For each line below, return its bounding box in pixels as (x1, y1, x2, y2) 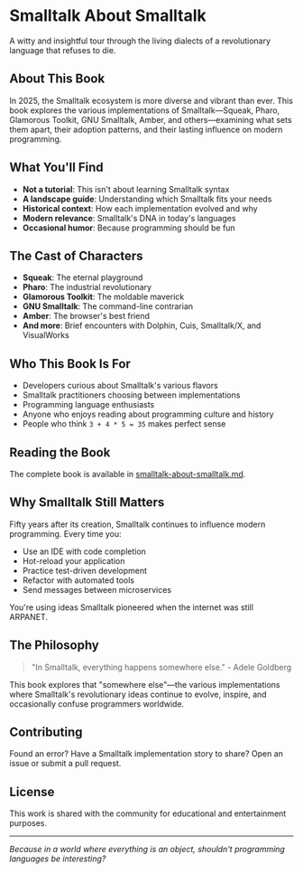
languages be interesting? (9, 853, 106, 864)
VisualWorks (22, 330, 69, 341)
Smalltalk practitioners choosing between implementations (22, 390, 241, 400)
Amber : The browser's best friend (22, 311, 151, 322)
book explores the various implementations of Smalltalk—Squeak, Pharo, (9, 105, 280, 116)
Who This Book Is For (9, 356, 131, 371)
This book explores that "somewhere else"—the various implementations (9, 679, 280, 690)
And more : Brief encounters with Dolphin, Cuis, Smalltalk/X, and (22, 320, 262, 331)
